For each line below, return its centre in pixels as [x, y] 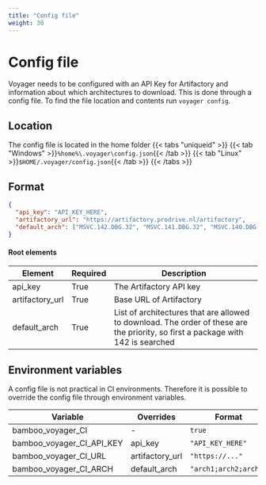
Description [184, 273]
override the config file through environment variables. [97, 398]
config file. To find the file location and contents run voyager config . [120, 101]
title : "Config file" [44, 15]
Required [89, 273]
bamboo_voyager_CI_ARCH [63, 469]
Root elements [32, 252]
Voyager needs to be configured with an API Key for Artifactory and [118, 84]
